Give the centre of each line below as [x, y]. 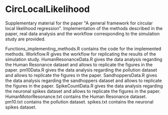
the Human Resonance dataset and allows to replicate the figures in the [79, 64]
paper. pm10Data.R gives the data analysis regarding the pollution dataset [81, 70]
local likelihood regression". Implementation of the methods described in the [84, 28]
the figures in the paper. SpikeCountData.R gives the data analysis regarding [84, 85]
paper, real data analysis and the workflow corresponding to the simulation [82, 33]
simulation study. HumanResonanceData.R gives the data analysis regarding [84, 59]
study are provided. [26, 39]
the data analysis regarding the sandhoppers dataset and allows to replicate [83, 80]
